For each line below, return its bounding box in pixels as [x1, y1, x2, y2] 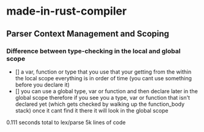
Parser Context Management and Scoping [6, 29, 170, 39]
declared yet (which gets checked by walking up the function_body [15, 100, 185, 108]
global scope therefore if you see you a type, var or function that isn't [15, 94, 191, 101]
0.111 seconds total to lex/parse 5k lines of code [6, 119, 126, 126]
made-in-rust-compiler [6, 4, 127, 18]
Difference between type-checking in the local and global [6, 47, 181, 55]
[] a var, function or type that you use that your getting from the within [15, 68, 192, 75]
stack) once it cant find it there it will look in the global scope [15, 106, 169, 114]
